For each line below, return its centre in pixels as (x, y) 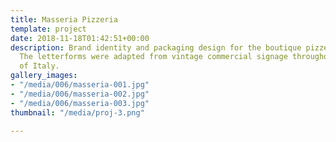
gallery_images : (44, 76)
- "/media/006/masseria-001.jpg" (80, 85)
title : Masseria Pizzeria (64, 19)
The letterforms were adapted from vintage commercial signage (153, 57)
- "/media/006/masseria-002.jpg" (80, 94)
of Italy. (39, 66)
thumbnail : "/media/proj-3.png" (77, 112)
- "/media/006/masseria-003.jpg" (80, 103)
